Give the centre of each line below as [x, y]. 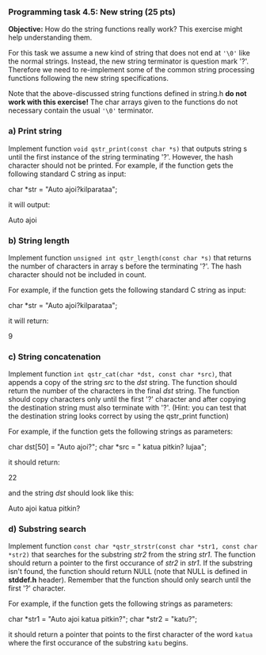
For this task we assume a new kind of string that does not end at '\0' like [129, 53]
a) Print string [35, 131]
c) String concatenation [55, 356]
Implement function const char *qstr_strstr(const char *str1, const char [133, 546]
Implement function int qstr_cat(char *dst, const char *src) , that [120, 374]
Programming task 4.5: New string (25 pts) [92, 12]
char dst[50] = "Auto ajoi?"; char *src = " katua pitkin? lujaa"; [108, 447]
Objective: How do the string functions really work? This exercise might [125, 29]
